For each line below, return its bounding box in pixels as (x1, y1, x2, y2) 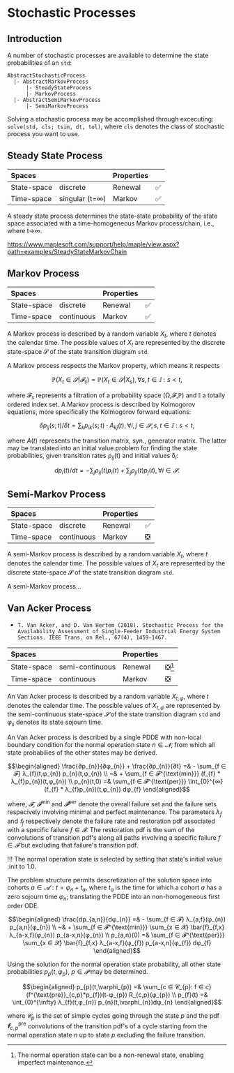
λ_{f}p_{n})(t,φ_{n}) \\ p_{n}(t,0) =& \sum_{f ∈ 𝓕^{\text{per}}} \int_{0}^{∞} (10, 777, 224, 786)
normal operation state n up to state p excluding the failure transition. (7, 1031, 205, 1039)
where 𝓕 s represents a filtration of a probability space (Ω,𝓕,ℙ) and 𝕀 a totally (7, 391, 226, 401)
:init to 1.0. (7, 862, 37, 871)
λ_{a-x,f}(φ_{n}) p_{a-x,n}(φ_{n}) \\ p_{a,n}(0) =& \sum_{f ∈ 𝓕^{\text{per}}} (9, 931, 225, 939)
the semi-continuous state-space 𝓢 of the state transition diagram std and (7, 710, 221, 718)
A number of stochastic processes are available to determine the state (7, 51, 209, 59)
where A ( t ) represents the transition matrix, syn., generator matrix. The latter (7, 436, 227, 445)
